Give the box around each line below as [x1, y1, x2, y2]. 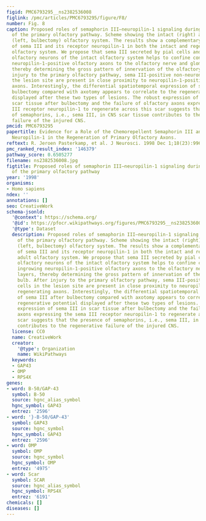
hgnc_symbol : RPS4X [12, 488, 62, 495]
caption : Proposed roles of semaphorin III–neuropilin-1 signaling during [6, 26, 202, 33]
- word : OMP [6, 442, 37, 449]
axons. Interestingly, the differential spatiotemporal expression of [12, 83, 196, 90]
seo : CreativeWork [6, 203, 53, 209]
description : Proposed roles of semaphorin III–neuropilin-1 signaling [12, 231, 199, 237]
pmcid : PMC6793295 [6, 123, 53, 129]
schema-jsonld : [6, 209, 45, 215]
